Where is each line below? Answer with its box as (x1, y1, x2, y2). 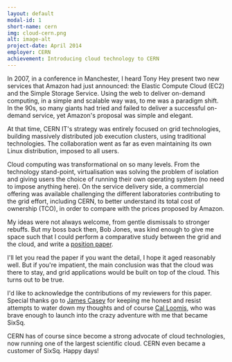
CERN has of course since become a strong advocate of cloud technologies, (7, 331, 226, 340)
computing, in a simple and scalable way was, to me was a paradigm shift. (7, 96, 220, 105)
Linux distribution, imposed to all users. (7, 146, 120, 155)
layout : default (7, 10, 54, 17)
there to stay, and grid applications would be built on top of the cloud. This (7, 268, 220, 276)
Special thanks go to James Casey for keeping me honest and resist (7, 296, 202, 304)
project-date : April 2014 (7, 42, 82, 49)
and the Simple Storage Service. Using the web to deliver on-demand (7, 89, 206, 97)
